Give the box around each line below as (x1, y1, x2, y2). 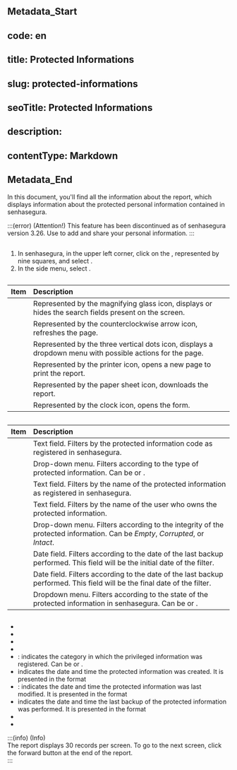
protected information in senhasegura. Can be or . (32, 598, 198, 608)
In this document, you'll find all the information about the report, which (7, 192, 212, 201)
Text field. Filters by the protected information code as (32, 438, 213, 448)
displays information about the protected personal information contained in (7, 200, 225, 208)
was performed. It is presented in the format (17, 705, 147, 713)
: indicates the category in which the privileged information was (17, 653, 203, 661)
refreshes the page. (32, 328, 99, 338)
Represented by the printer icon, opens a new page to (32, 360, 212, 369)
